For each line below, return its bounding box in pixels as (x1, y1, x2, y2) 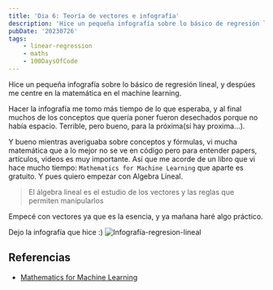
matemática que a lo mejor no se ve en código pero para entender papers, (8, 145, 258, 155)
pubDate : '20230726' (8, 27, 79, 35)
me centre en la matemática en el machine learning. (8, 88, 182, 97)
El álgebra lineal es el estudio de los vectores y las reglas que (28, 187, 235, 197)
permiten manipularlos (28, 196, 104, 206)
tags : (8, 34, 27, 43)
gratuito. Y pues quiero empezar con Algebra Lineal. (8, 171, 184, 181)
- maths (23, 50, 49, 58)
